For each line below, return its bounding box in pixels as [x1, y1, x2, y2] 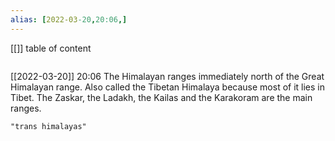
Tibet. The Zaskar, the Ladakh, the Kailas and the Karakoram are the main [10, 91, 313, 103]
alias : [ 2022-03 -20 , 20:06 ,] [10, 14, 128, 25]
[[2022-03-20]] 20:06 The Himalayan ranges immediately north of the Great [10, 70, 325, 82]
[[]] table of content [10, 42, 92, 54]
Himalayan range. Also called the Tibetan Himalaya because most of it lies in [10, 81, 326, 93]
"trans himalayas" [10, 121, 87, 131]
